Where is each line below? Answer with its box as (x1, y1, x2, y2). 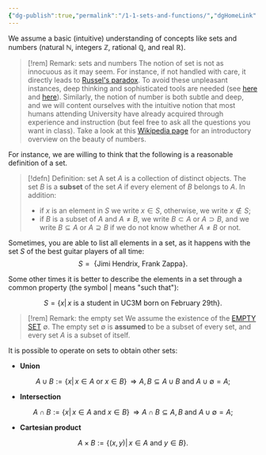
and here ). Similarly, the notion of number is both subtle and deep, (27, 92, 244, 102)
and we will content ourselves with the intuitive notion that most (27, 100, 236, 110)
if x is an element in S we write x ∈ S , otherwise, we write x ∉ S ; (39, 206, 251, 215)
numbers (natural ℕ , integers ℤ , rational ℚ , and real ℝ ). (8, 42, 186, 52)
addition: (27, 190, 57, 199)
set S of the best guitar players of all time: (8, 246, 145, 256)
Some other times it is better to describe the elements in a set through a (8, 274, 243, 283)
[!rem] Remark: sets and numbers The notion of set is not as (27, 58, 224, 67)
